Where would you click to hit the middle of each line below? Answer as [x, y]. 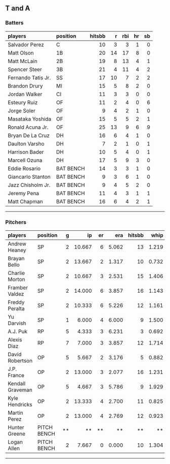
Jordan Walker [25, 94]
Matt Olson [21, 53]
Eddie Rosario [24, 168]
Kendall [17, 383]
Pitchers [16, 222]
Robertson [20, 360]
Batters [14, 23]
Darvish [17, 323]
